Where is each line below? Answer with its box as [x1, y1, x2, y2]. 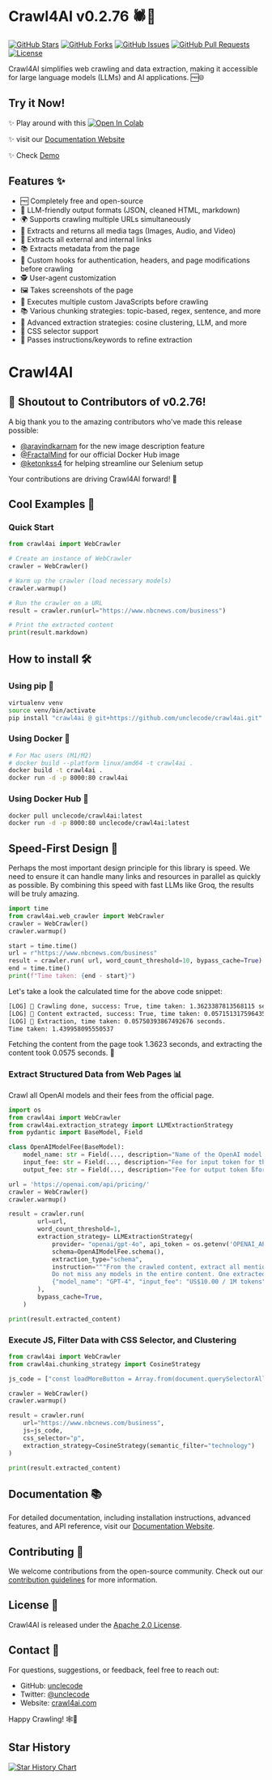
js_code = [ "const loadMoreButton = [8, 1375, 132, 1383]
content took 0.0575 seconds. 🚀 [8, 1048, 115, 1058]
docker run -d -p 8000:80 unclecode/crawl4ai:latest [8, 819, 190, 827]
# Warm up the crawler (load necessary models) [8, 577, 172, 585]
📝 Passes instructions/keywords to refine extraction [19, 335, 193, 344]
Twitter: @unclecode [19, 1689, 90, 1699]
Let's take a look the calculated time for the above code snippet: [8, 986, 223, 996]
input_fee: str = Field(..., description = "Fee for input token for [23, 1159, 255, 1167]
